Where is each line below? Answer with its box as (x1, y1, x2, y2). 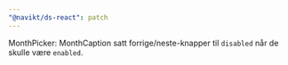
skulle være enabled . (8, 46, 84, 58)
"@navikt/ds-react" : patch (8, 12, 108, 22)
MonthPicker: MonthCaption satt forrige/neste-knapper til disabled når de (8, 37, 279, 48)
